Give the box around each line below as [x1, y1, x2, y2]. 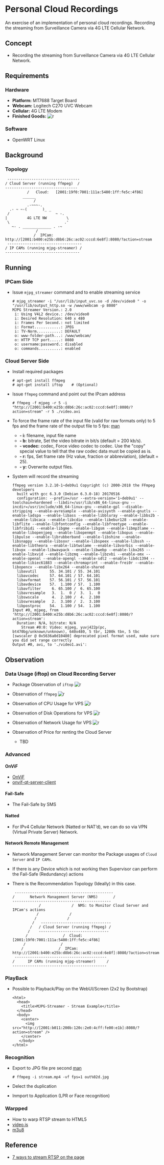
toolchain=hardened [12, 500, 52, 505]
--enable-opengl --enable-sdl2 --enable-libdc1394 [43, 556, 148, 561]
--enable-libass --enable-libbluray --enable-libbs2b [43, 513, 155, 518]
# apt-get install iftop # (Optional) [12, 383, 98, 388]
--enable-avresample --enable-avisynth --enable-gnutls [34, 509, 151, 514]
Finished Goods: [12, 113, 47, 119]
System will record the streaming [12, 474, 79, 479]
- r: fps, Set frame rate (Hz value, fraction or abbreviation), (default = [19, 453, 159, 459]
